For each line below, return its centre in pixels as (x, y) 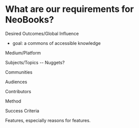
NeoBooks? (29, 20)
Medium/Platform (23, 53)
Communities (19, 72)
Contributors (18, 91)
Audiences (16, 82)
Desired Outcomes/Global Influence (42, 33)
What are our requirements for (69, 9)
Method (13, 101)
